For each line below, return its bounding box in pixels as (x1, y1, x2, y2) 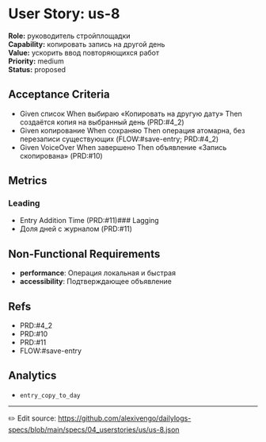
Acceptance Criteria (8, 88, 110, 102)
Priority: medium (8, 56, 65, 66)
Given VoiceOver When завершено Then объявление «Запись (19, 142, 227, 152)
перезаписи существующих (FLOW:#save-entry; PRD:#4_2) (19, 134, 219, 144)
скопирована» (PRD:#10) (19, 151, 103, 160)
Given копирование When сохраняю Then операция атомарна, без (19, 125, 245, 135)
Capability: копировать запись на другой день (8, 39, 165, 48)
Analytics (8, 369, 57, 382)
